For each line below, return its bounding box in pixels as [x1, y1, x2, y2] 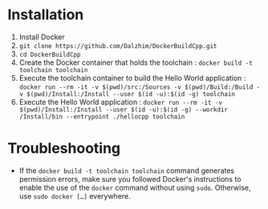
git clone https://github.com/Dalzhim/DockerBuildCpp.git [18, 42, 217, 50]
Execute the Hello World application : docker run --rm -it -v [18, 97, 222, 107]
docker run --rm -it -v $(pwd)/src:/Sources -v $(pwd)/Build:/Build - [18, 82, 261, 91]
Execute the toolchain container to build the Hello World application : [18, 73, 246, 82]
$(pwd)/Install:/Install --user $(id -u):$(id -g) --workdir [18, 106, 229, 114]
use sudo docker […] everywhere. [18, 191, 132, 201]
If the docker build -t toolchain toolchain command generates [18, 166, 235, 175]
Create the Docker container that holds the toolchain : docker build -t [18, 58, 254, 67]
